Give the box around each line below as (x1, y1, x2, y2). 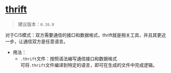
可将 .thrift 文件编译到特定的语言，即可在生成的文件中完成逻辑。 (20, 62, 157, 68)
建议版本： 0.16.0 (17, 21, 55, 27)
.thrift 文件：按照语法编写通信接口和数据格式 (20, 55, 117, 62)
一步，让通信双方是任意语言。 (5, 38, 68, 44)
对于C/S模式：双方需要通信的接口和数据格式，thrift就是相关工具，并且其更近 (5, 32, 166, 38)
